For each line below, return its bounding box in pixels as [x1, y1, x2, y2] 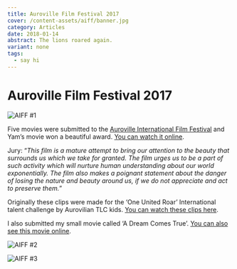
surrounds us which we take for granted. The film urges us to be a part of [7, 154, 223, 162]
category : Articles [7, 23, 65, 31]
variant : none [7, 43, 50, 51]
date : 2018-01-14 [7, 30, 59, 38]
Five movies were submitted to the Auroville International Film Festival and [7, 125, 225, 133]
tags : [7, 51, 23, 58]
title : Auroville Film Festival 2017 [7, 10, 120, 18]
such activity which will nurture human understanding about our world [7, 161, 215, 169]
